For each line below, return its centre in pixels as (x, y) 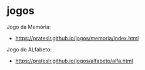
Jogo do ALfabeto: (29, 49)
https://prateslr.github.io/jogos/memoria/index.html (77, 38)
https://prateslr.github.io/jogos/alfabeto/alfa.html (74, 61)
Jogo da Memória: (29, 27)
